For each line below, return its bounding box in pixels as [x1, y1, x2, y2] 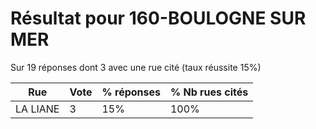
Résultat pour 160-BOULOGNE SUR [10, 7, 307, 30]
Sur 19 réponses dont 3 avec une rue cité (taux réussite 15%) [10, 61, 262, 73]
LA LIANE [15, 102, 60, 116]
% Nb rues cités [169, 85, 249, 99]
